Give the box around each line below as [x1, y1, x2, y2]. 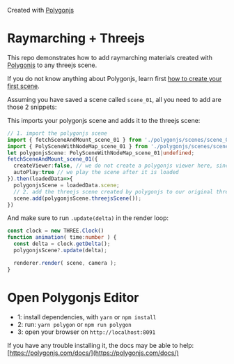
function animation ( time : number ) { [7, 234, 117, 241]
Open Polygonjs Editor [7, 289, 139, 305]
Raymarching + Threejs [7, 31, 145, 46]
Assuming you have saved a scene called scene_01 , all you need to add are [7, 95, 221, 103]
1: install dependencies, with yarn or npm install [17, 312, 157, 321]
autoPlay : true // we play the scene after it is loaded [13, 169, 179, 176]
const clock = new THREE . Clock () [7, 227, 104, 235]
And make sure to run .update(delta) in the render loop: [7, 214, 169, 222]
